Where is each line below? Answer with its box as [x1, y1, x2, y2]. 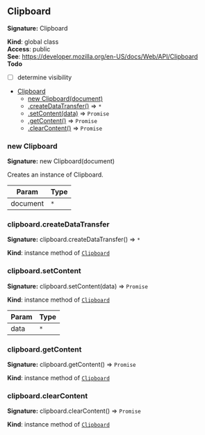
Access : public [7, 44, 51, 53]
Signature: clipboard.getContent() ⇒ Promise [7, 361, 137, 369]
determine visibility [17, 73, 72, 81]
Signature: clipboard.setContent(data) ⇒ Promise [7, 281, 148, 290]
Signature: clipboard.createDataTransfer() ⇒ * [7, 236, 140, 244]
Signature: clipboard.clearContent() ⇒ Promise [7, 407, 141, 416]
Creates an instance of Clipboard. [7, 170, 104, 179]
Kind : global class [7, 38, 59, 46]
